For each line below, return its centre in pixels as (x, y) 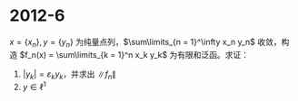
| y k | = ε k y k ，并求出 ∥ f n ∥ (69, 75)
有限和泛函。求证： (213, 54)
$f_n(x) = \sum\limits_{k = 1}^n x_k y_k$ (94, 54)
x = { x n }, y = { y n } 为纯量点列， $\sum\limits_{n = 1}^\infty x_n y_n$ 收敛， (145, 43)
